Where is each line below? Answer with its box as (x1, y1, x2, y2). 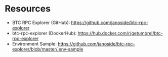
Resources (5, 3, 51, 14)
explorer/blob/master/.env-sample (12, 46, 83, 52)
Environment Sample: (12, 40, 57, 46)
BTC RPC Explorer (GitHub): (12, 19, 70, 25)
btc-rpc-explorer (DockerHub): (12, 30, 77, 36)
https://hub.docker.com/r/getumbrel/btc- (77, 30, 163, 36)
